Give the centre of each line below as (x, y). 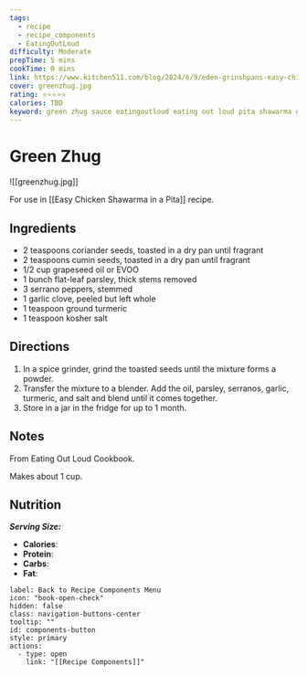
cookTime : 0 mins (42, 69)
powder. (38, 378)
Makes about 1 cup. (46, 476)
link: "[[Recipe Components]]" (85, 662)
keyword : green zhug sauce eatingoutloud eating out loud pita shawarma (151, 111)
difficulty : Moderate (51, 52)
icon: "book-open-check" (57, 598)
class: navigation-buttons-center (75, 614)
